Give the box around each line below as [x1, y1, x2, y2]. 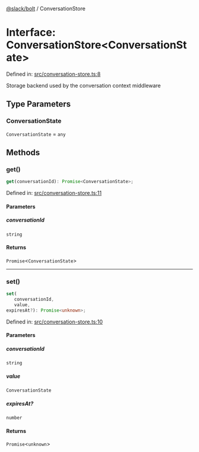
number [6, 415, 23, 421]
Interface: [6, 26, 56, 39]
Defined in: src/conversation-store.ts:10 [6, 318, 103, 325]
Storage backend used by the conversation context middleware [6, 82, 161, 89]
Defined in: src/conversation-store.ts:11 [6, 190, 102, 197]
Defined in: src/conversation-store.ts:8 [6, 70, 101, 78]
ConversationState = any [6, 130, 66, 137]
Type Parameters [6, 99, 71, 109]
